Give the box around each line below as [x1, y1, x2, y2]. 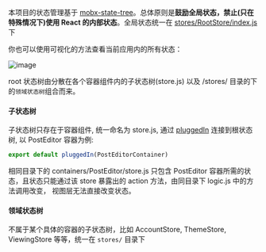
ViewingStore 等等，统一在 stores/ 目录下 [8, 235, 145, 244]
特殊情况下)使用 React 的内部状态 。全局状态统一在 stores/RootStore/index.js [8, 17, 258, 27]
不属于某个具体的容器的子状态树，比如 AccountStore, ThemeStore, [8, 225, 227, 235]
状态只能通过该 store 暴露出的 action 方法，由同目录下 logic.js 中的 [29, 176, 248, 185]
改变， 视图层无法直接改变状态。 [29, 186, 136, 196]
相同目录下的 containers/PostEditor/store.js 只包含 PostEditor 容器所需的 [8, 166, 245, 176]
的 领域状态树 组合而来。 [8, 86, 80, 96]
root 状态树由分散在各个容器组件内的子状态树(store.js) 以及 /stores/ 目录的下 [8, 77, 258, 86]
